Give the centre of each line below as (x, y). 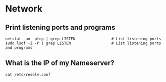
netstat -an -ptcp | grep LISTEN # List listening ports (83, 39)
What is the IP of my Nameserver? (60, 63)
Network (24, 9)
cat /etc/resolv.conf (28, 74)
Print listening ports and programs (60, 27)
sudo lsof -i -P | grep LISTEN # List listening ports (83, 43)
